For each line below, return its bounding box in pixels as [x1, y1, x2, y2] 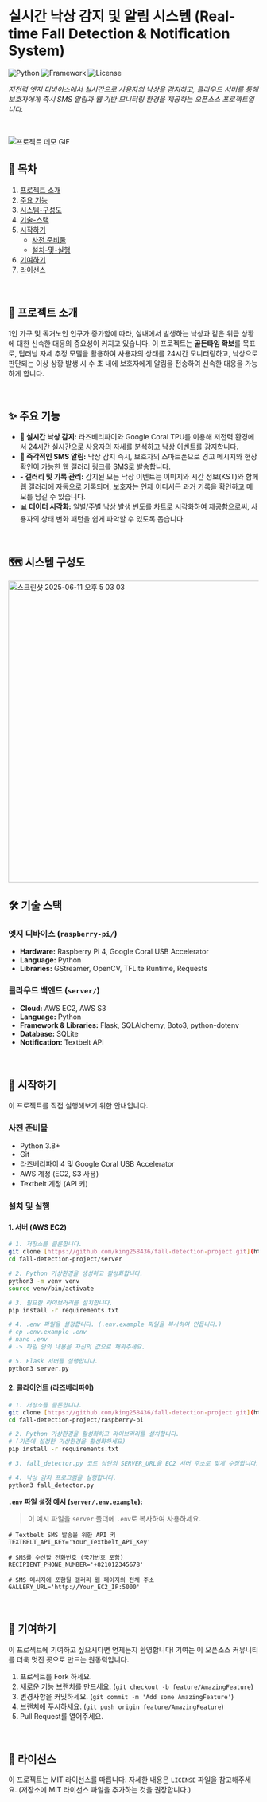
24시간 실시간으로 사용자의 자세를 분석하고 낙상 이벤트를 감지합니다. [28, 442, 239, 451]
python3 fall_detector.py [8, 1481, 94, 1489]
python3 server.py [8, 1364, 69, 1372]
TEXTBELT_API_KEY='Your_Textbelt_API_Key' [8, 1538, 151, 1546]
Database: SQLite [19, 1029, 79, 1039]
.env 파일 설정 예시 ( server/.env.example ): [8, 1497, 143, 1506]
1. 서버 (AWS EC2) [8, 1222, 68, 1232]
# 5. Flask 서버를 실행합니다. [8, 1357, 99, 1365]
